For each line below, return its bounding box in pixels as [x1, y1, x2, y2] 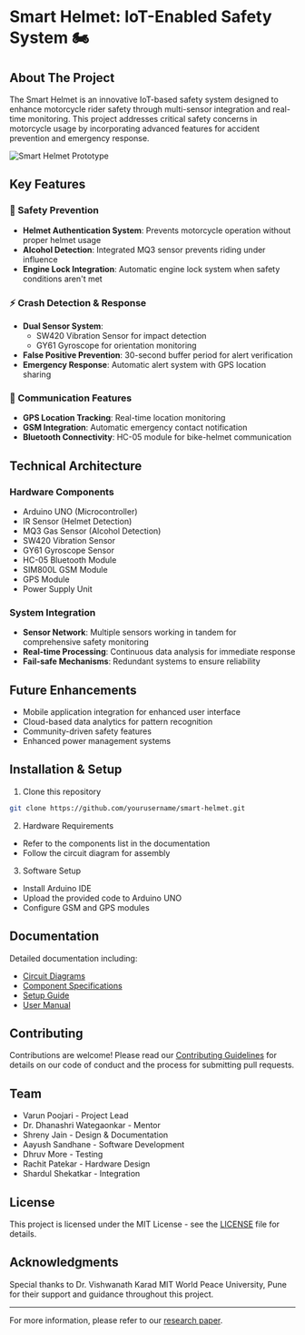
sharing [22, 369, 52, 380]
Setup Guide [22, 990, 70, 1001]
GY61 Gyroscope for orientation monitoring [35, 340, 197, 351]
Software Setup [22, 865, 82, 876]
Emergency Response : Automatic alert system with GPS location [22, 359, 266, 370]
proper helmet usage [22, 234, 102, 245]
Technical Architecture [9, 458, 143, 474]
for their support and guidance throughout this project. [9, 1289, 214, 1299]
